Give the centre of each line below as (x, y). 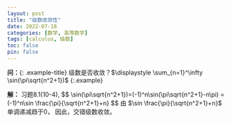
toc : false (23, 45)
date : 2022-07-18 (32, 26)
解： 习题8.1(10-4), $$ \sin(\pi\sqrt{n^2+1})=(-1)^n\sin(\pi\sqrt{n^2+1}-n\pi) (113, 94)
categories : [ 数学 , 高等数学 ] (47, 33)
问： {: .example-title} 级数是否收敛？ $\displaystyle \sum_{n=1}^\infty (105, 72)
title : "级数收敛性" (34, 20)
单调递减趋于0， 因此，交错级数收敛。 (62, 112)
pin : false (23, 52)
